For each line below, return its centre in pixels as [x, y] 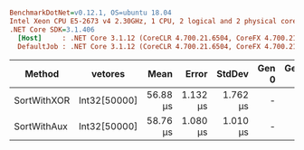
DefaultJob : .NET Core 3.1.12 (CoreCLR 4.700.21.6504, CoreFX [139, 46]
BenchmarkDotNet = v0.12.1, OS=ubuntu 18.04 [90, 13]
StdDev [233, 74]
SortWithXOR [42, 100]
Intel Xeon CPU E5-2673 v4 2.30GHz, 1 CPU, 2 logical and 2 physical [143, 21]
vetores [108, 74]
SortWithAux [41, 127]
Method [42, 74]
